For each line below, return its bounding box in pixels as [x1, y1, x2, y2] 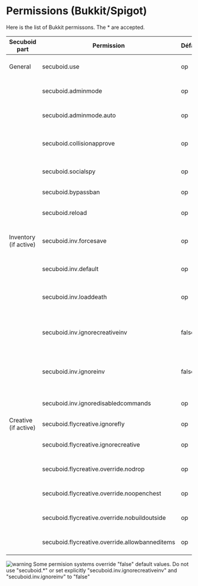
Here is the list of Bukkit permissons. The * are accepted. [6, 24, 146, 31]
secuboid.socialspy [42, 167, 96, 175]
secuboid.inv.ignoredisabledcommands [42, 399, 151, 407]
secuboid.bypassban [42, 188, 100, 196]
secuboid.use [42, 62, 80, 70]
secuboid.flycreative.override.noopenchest [42, 489, 161, 497]
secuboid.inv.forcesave [42, 236, 107, 245]
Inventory [9, 233, 35, 241]
